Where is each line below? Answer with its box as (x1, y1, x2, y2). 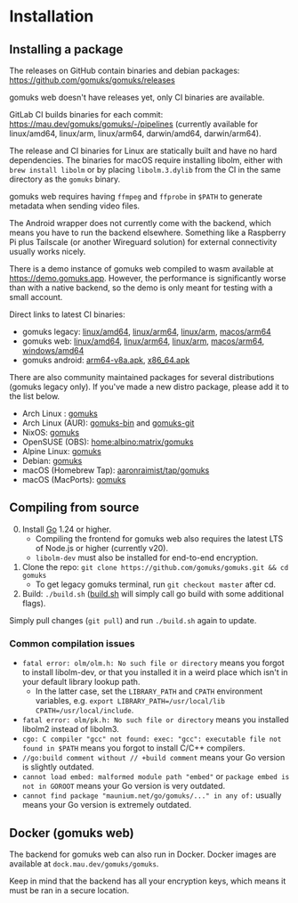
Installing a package (9, 42, 124, 57)
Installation (9, 6, 94, 27)
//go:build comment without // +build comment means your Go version (21, 752, 286, 763)
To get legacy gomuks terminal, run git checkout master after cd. (35, 579, 277, 590)
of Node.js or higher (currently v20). (35, 542, 169, 553)
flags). (21, 598, 46, 608)
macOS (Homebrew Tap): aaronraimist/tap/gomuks (21, 465, 210, 476)
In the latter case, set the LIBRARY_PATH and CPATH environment (35, 686, 263, 696)
